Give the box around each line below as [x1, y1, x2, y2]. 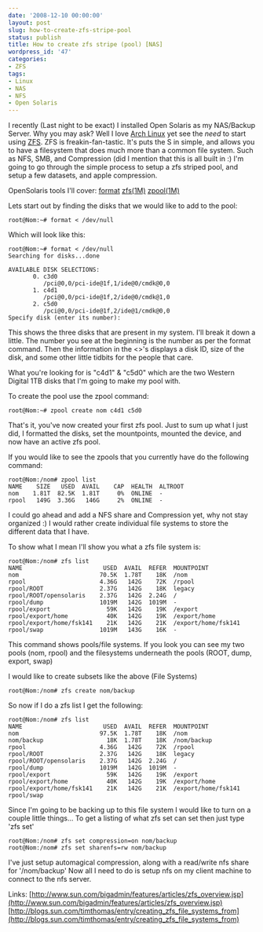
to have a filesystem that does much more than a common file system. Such [8, 146, 254, 155]
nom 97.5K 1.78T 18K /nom [8, 729, 188, 738]
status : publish [8, 33, 61, 42]
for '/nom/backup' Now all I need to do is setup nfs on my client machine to [8, 866, 252, 875]
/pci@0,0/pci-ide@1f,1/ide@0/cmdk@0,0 [42, 280, 170, 287]
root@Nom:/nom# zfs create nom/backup [8, 687, 135, 695]
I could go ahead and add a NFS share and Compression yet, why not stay [8, 510, 249, 520]
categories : [8, 56, 47, 64]
